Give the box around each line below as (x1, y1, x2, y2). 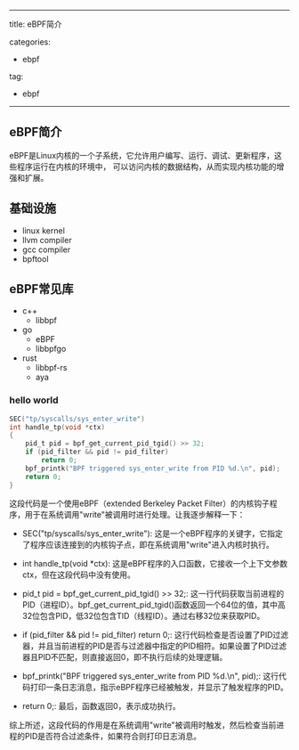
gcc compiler (21, 244, 71, 255)
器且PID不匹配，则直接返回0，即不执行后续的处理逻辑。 (21, 651, 228, 662)
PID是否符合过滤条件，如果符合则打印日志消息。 (24, 730, 202, 741)
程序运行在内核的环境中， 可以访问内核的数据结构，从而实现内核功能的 (16, 161, 277, 172)
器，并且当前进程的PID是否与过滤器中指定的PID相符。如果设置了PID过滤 (21, 640, 287, 651)
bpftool (21, 253, 49, 264)
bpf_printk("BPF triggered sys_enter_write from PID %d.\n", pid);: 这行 (21, 670, 279, 681)
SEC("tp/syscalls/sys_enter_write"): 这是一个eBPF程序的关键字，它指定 (21, 527, 283, 539)
